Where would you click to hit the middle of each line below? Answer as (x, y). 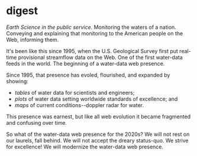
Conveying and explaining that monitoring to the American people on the (95, 33)
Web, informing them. (33, 39)
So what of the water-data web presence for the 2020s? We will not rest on (98, 134)
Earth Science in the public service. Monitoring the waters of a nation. (91, 27)
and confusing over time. (36, 122)
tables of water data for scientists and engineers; (75, 92)
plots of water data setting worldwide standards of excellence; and (96, 99)
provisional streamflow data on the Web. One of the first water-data (101, 57)
